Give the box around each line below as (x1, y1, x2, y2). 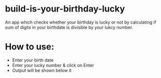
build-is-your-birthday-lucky (5, 3, 125, 14)
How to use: (5, 41, 54, 52)
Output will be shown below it (12, 67, 72, 73)
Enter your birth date (12, 57, 54, 63)
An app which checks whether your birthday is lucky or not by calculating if (5, 19, 157, 25)
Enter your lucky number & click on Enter (12, 62, 94, 68)
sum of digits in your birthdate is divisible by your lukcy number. (5, 24, 133, 30)
